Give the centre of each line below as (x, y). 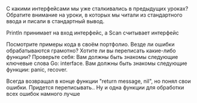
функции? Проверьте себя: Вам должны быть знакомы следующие (92, 57)
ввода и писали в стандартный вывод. (55, 21)
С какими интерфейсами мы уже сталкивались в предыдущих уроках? (97, 9)
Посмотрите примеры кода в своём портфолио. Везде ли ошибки (90, 44)
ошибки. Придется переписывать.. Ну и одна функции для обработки (95, 88)
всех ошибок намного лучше (43, 94)
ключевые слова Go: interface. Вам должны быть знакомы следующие (97, 63)
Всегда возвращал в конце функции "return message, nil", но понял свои (99, 81)
